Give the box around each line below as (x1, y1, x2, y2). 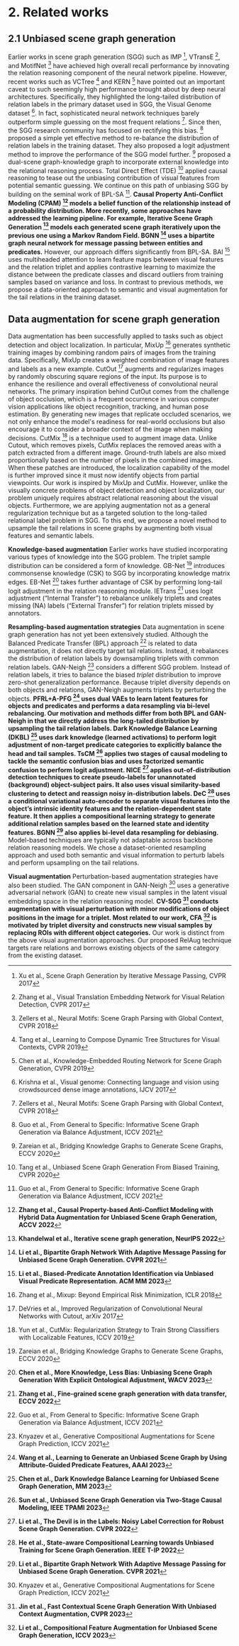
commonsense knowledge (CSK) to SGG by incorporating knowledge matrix (8, 569, 230, 577)
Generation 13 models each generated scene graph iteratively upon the (8, 221, 221, 231)
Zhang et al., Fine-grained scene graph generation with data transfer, (18, 1389, 227, 1398)
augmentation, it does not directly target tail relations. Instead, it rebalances (8, 646, 229, 655)
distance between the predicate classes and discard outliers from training (8, 270, 224, 279)
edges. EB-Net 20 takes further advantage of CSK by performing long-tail (8, 576, 223, 586)
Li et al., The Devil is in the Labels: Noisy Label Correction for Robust (18, 1517, 224, 1525)
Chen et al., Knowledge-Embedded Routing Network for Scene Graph (18, 1056, 222, 1064)
